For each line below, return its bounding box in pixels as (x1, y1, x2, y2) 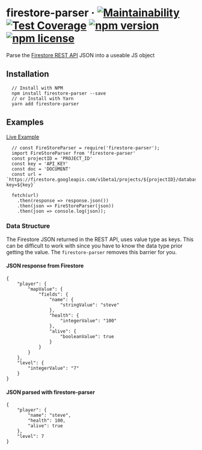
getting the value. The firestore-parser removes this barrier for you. (6, 248, 177, 255)
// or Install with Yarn (11, 95, 74, 102)
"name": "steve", (28, 413, 71, 419)
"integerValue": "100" (60, 318, 117, 324)
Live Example (6, 133, 40, 140)
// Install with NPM (11, 85, 63, 91)
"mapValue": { (28, 286, 63, 292)
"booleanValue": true (60, 334, 114, 340)
